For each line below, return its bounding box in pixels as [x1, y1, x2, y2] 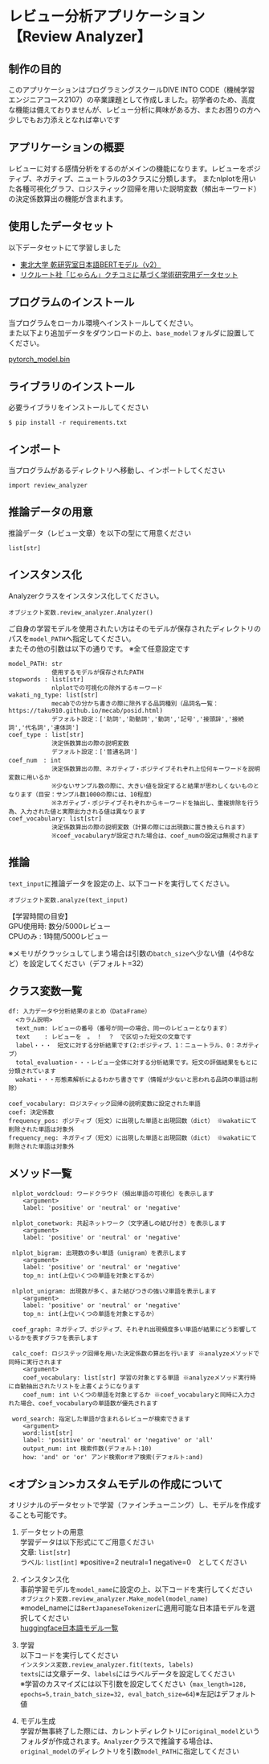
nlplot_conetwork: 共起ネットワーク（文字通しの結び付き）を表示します [11, 1219, 226, 1227]
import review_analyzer [8, 482, 88, 490]
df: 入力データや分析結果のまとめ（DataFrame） [8, 1007, 151, 1016]
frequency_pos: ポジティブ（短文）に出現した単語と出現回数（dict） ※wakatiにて [8, 1117, 257, 1125]
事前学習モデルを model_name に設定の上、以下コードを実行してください [19, 1584, 253, 1593]
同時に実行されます [8, 1359, 63, 1367]
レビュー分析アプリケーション [8, 7, 206, 26]
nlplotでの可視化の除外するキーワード [51, 684, 163, 692]
